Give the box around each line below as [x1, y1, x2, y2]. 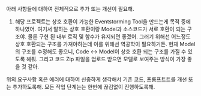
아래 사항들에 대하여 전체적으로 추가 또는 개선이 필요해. [6, 5, 134, 12]
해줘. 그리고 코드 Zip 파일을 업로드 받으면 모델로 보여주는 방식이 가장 [26, 56, 186, 62]
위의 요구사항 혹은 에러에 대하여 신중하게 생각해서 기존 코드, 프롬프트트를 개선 [6, 76, 187, 83]
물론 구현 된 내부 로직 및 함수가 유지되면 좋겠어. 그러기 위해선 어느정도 [28, 33, 191, 40]
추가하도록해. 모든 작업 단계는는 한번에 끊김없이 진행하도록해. [12, 83, 155, 90]
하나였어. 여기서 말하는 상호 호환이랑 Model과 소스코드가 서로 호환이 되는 [14, 26, 186, 32]
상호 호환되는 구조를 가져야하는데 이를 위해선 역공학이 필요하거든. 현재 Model [14, 41, 196, 47]
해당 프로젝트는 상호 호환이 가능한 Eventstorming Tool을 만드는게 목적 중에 [14, 18, 191, 25]
